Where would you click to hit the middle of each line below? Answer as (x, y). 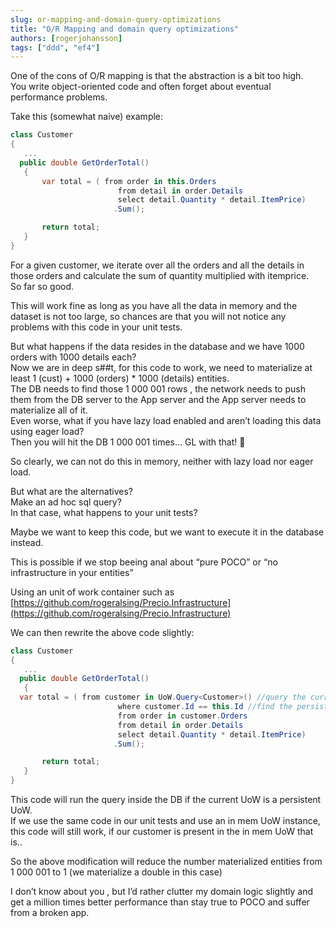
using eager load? (47, 431)
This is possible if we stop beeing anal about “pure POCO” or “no (144, 562)
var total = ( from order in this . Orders (129, 181)
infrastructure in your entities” (72, 572)
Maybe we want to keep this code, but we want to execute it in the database (167, 532)
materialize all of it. (49, 410)
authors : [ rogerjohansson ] (66, 38)
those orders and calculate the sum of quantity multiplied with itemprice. (160, 275)
